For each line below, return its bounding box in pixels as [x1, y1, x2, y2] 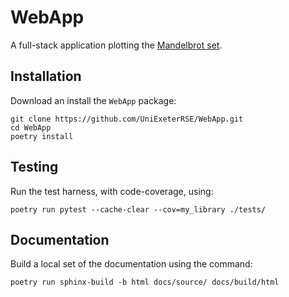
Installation [10, 68, 82, 85]
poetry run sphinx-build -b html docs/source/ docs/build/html [10, 277, 280, 288]
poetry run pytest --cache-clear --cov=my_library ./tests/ [10, 204, 267, 215]
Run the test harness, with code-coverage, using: [10, 185, 214, 197]
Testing [10, 159, 59, 176]
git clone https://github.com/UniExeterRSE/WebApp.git [10, 114, 244, 124]
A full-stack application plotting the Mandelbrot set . [10, 39, 223, 51]
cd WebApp [10, 122, 52, 133]
